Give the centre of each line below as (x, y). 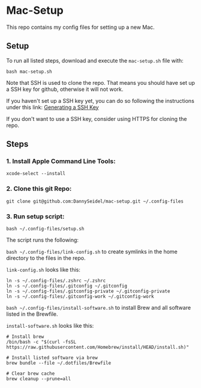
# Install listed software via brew (52, 358)
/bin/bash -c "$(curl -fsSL (41, 342)
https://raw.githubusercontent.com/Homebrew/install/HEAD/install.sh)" (97, 347)
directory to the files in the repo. (46, 258)
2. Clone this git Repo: (39, 189)
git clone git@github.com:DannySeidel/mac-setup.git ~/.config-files (95, 201)
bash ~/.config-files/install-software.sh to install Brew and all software (98, 308)
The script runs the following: (43, 240)
